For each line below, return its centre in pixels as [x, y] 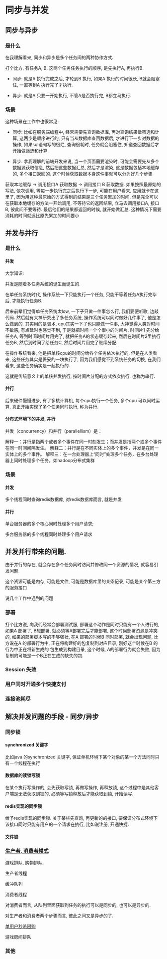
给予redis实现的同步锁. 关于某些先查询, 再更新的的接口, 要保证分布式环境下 [82, 818]
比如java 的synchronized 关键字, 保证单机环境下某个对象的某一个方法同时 [80, 757]
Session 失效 [21, 670]
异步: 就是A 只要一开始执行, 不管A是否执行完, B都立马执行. [72, 95]
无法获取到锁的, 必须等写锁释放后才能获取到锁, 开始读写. [76, 794]
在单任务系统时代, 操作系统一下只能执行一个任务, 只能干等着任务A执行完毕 [81, 294]
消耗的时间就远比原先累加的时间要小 [42, 216]
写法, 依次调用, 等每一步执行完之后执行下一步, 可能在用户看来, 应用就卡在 [80, 191]
